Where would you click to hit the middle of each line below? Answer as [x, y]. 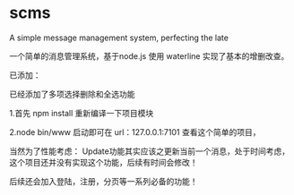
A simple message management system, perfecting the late [119, 38]
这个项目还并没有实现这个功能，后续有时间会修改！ [104, 162]
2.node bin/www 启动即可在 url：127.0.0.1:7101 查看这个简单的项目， [135, 131]
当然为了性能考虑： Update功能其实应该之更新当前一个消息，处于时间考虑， [149, 151]
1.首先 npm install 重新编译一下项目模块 [82, 113]
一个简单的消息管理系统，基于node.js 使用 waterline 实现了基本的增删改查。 [149, 55]
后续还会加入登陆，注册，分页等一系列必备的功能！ [104, 181]
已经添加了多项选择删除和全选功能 [72, 94]
